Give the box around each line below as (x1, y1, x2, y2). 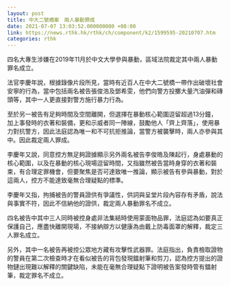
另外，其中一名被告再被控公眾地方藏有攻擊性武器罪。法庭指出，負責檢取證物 (7, 246, 223, 254)
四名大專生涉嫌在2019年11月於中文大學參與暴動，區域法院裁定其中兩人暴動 (7, 56, 218, 64)
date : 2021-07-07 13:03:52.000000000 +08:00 (7, 23, 136, 29)
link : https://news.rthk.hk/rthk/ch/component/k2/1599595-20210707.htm (7, 29, 216, 36)
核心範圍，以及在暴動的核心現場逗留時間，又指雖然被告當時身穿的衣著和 (7, 159, 211, 167)
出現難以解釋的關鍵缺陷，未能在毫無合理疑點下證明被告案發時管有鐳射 (18, 263, 217, 271)
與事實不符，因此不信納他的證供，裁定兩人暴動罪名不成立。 (7, 200, 175, 208)
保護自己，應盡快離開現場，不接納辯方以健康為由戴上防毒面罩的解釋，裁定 (7, 222, 217, 230)
